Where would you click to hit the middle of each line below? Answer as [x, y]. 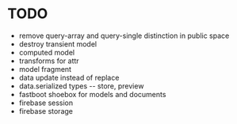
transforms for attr [49, 61]
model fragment [45, 69]
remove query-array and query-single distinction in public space [124, 36]
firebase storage [46, 111]
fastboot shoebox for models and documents [92, 94]
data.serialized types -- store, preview [81, 86]
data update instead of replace [69, 77]
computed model [47, 52]
